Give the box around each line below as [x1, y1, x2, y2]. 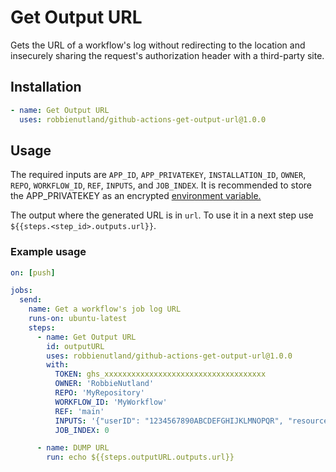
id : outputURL [46, 341, 105, 351]
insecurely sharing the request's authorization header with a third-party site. [10, 49, 325, 61]
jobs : [10, 286, 33, 296]
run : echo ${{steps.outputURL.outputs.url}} [46, 452, 235, 463]
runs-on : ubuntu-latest [28, 314, 128, 324]
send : [19, 295, 43, 305]
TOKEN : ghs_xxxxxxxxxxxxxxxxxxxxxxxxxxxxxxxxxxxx [54, 369, 267, 380]
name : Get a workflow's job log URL [28, 304, 182, 315]
